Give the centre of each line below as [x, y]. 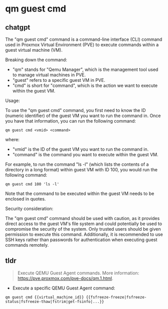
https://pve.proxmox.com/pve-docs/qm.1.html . [65, 278]
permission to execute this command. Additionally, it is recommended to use [84, 234]
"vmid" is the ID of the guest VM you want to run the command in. [80, 149]
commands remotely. [27, 245]
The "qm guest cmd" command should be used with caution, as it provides [82, 218]
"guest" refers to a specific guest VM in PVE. [59, 80]
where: [13, 139]
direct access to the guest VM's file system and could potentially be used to [83, 224]
